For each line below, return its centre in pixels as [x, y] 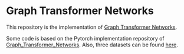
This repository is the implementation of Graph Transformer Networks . [92, 27]
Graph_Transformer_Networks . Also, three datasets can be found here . [92, 45]
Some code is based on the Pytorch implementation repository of [86, 38]
